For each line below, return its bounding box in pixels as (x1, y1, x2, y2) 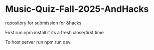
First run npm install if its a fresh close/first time (5, 29, 104, 35)
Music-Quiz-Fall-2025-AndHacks (5, 3, 149, 15)
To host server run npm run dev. (5, 39, 72, 45)
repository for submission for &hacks (5, 20, 82, 26)
